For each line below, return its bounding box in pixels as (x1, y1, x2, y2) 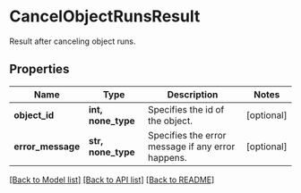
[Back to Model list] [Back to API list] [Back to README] (9, 174, 215, 185)
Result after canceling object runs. (9, 36, 136, 46)
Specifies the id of (147, 103, 225, 115)
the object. (147, 114, 193, 127)
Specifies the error (147, 129, 227, 141)
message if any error (147, 140, 236, 153)
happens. (147, 151, 187, 164)
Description (167, 88, 219, 100)
